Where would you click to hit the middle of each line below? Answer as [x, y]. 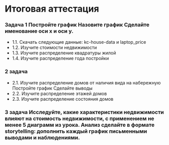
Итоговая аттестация [52, 9]
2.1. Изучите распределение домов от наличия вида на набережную [86, 82]
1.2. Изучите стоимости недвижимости [54, 48]
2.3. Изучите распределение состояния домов [63, 99]
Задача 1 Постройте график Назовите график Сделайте [77, 25]
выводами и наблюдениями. [42, 137]
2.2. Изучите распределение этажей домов [59, 93]
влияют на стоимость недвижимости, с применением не [79, 119]
